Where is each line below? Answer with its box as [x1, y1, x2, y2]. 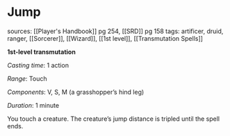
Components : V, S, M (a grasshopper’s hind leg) [7, 88, 145, 96]
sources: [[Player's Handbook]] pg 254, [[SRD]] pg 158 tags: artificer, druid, [7, 27, 224, 35]
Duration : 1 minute [7, 101, 60, 109]
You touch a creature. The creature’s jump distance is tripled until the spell [7, 115, 220, 123]
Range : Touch [7, 74, 47, 83]
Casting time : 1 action [7, 61, 69, 69]
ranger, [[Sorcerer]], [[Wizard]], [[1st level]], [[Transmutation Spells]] [7, 34, 204, 42]
